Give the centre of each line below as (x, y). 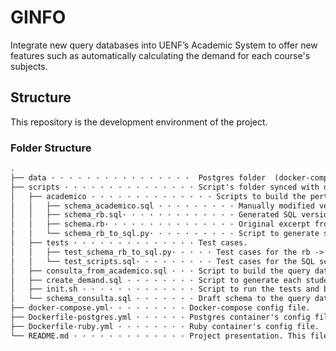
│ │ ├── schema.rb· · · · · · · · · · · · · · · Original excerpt (160, 224)
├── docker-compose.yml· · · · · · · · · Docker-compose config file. (160, 308)
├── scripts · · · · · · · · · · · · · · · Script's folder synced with (165, 187)
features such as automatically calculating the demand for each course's (160, 55)
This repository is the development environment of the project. (139, 122)
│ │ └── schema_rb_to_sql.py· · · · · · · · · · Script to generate (165, 234)
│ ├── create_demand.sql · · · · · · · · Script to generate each (156, 280)
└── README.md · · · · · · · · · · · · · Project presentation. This (158, 336)
